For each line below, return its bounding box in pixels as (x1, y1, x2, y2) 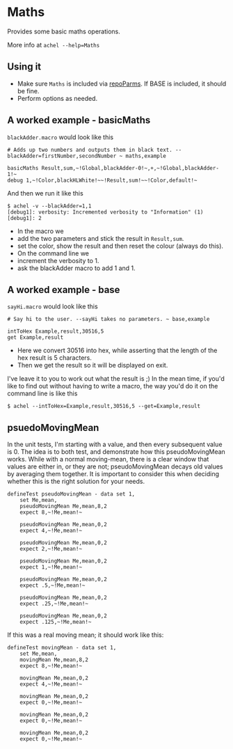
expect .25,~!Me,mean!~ (19, 600, 89, 608)
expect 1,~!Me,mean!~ (19, 564, 82, 571)
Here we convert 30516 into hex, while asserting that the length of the (17, 346, 218, 355)
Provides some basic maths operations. (7, 27, 120, 36)
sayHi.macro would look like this (7, 302, 99, 310)
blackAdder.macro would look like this (7, 133, 113, 141)
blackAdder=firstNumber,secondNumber (7, 152, 117, 159)
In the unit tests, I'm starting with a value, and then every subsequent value (7, 440, 223, 449)
